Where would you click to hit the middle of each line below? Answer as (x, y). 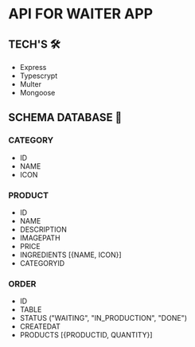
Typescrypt (39, 76)
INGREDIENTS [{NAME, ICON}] (70, 255)
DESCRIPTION (43, 229)
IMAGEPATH (40, 238)
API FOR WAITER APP (81, 14)
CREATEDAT (40, 326)
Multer (31, 84)
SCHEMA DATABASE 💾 (65, 117)
